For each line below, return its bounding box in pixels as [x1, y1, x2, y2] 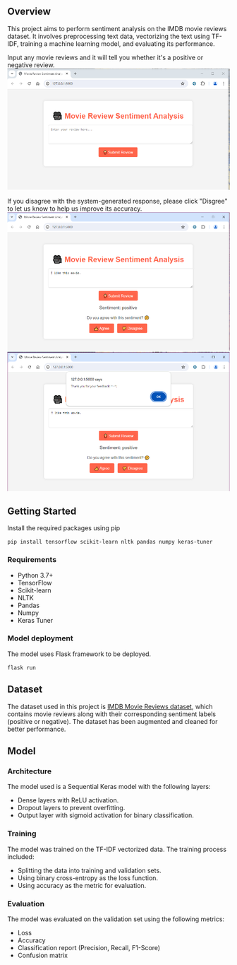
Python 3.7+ [17, 571, 54, 579]
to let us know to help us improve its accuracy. [7, 204, 142, 213]
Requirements [7, 555, 57, 565]
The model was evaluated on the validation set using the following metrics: [7, 915, 224, 923]
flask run [7, 664, 37, 671]
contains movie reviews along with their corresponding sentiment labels [7, 710, 217, 718]
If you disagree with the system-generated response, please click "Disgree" [7, 197, 228, 205]
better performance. [7, 725, 66, 733]
